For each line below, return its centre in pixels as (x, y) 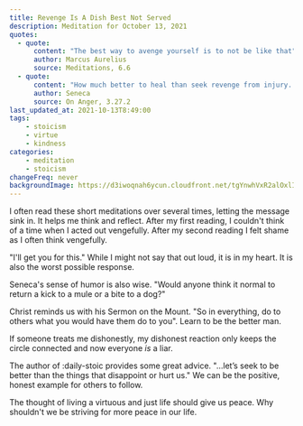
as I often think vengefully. (59, 240)
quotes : (24, 34)
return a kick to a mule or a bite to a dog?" (87, 294)
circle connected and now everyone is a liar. (91, 348)
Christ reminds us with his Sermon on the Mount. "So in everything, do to (145, 311)
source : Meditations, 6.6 (82, 69)
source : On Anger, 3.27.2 (82, 102)
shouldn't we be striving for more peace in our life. (103, 412)
